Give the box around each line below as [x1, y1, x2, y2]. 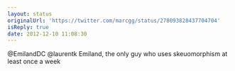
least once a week [7, 58, 61, 66]
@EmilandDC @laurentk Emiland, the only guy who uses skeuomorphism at [7, 50, 228, 58]
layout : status [7, 10, 53, 18]
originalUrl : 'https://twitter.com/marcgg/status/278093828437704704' [7, 17, 221, 24]
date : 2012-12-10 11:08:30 [7, 30, 87, 38]
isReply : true [7, 23, 50, 31]
